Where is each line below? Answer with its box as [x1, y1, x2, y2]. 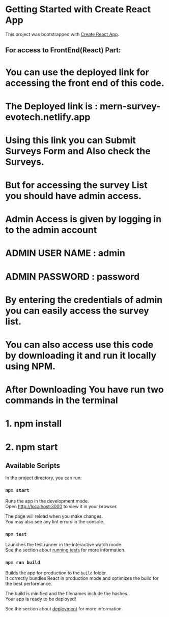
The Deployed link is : [5, 100, 98, 112]
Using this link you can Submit [5, 134, 136, 146]
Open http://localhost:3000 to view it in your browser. [5, 503, 118, 509]
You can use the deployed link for [5, 66, 149, 78]
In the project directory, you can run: [5, 475, 82, 481]
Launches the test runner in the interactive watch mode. [5, 541, 123, 547]
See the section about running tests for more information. [5, 547, 126, 553]
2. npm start [5, 441, 58, 453]
